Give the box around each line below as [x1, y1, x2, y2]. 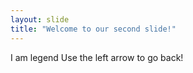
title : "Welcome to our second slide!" [10, 24, 177, 34]
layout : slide [10, 14, 70, 25]
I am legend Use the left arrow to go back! [10, 51, 184, 63]
